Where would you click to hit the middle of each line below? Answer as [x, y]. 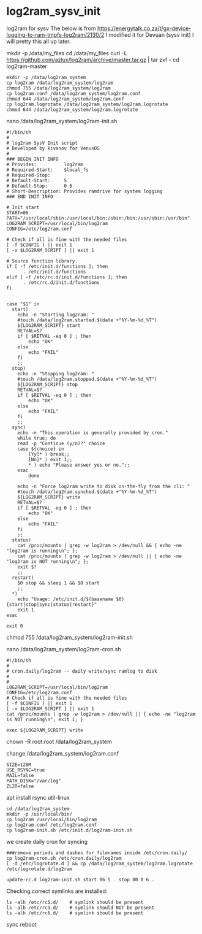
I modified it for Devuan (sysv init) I [150, 34]
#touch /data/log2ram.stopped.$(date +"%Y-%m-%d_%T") [87, 379]
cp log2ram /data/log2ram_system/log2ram [60, 83]
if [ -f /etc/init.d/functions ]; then [57, 266]
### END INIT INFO [30, 197]
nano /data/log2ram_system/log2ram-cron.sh [64, 649]
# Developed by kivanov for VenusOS [53, 148]
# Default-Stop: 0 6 [39, 186]
